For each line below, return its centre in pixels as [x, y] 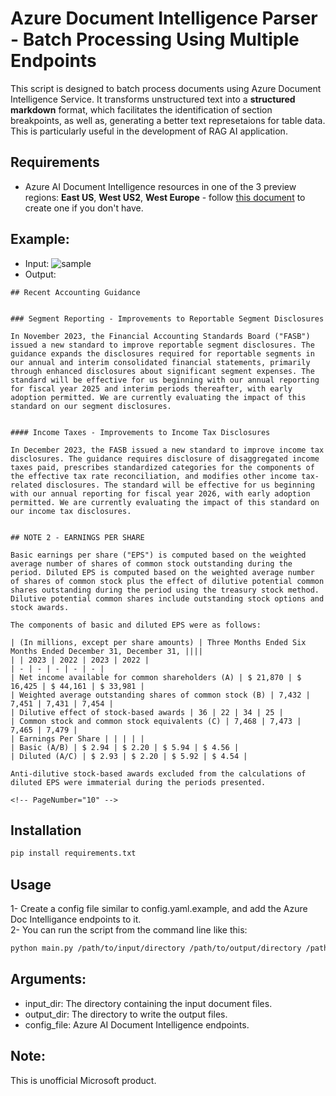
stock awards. [40, 607]
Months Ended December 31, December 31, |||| [106, 651]
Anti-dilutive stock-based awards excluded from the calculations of [158, 773]
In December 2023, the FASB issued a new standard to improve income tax [167, 450]
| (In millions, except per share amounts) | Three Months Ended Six [158, 642]
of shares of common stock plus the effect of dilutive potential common [167, 581]
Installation [46, 830]
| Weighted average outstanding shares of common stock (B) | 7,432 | [160, 695]
